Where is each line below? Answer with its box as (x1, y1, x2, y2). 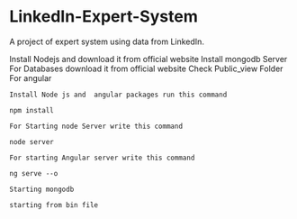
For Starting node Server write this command (9, 122, 183, 131)
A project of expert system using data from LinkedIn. (9, 36, 205, 47)
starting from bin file (9, 200, 99, 209)
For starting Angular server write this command (9, 153, 195, 162)
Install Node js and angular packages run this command (9, 90, 228, 99)
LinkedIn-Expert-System (9, 6, 198, 27)
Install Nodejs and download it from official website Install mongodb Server (9, 53, 288, 64)
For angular (9, 72, 52, 83)
